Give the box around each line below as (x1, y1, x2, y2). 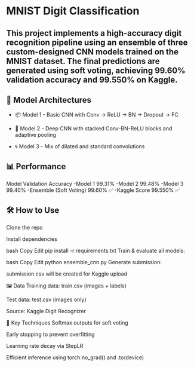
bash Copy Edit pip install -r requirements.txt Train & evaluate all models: (6, 247, 185, 255)
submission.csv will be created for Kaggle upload (6, 270, 128, 277)
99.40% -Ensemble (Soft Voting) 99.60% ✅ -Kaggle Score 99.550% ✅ (6, 186, 180, 194)
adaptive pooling (14, 131, 57, 139)
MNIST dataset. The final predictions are (6, 56, 160, 66)
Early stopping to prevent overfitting (6, 331, 95, 338)
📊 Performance (6, 161, 66, 172)
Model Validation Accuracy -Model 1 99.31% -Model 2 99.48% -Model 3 (6, 181, 184, 188)
